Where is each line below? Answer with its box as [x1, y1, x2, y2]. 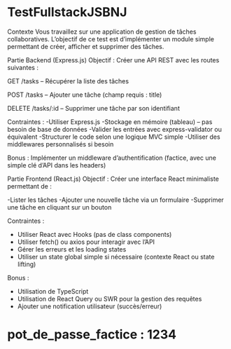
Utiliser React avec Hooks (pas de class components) [17, 230, 172, 238]
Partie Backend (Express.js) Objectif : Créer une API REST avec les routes [7, 55, 220, 64]
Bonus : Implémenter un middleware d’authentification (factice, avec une [7, 153, 217, 162]
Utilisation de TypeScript [17, 287, 89, 295]
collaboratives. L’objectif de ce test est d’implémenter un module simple [7, 34, 215, 43]
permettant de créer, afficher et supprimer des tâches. [7, 42, 164, 50]
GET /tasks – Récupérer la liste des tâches [7, 76, 129, 85]
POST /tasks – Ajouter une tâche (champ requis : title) [7, 90, 162, 99]
